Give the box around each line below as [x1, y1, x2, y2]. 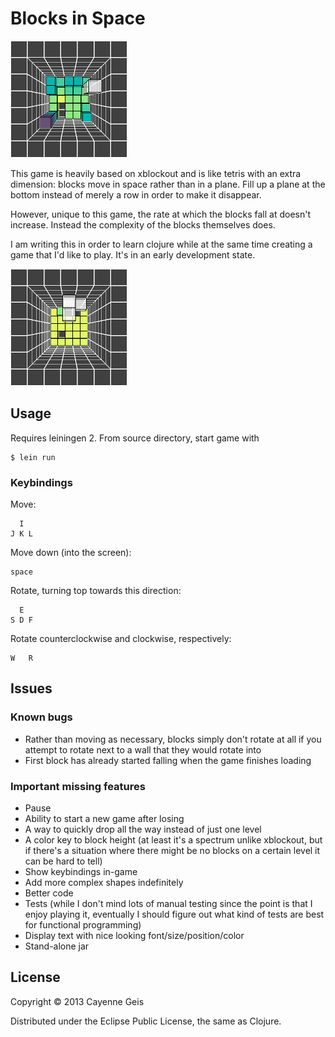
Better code [24, 887, 74, 899]
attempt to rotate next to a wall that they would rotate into [24, 743, 262, 756]
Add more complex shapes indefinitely [24, 877, 184, 889]
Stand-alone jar [24, 940, 90, 952]
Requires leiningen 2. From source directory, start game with [10, 432, 260, 444]
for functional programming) [24, 919, 142, 931]
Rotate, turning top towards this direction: [10, 585, 182, 597]
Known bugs [10, 710, 73, 724]
